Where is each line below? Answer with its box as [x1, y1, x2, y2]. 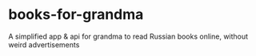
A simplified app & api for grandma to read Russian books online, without [8, 32, 249, 41]
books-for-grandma [8, 6, 144, 24]
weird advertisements [8, 39, 80, 49]
